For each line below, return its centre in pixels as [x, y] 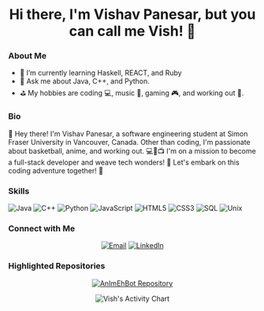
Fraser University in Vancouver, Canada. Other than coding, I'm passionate [129, 142]
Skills [19, 191]
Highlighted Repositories [57, 266]
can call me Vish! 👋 [132, 31]
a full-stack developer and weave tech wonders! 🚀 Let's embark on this [124, 162]
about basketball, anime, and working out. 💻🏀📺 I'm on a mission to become [132, 150]
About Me [28, 56]
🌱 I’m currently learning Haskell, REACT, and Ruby [101, 73]
